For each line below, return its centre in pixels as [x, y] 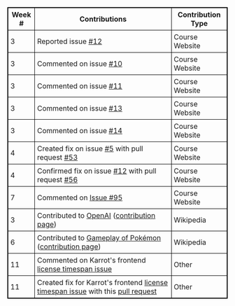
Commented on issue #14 [80, 131]
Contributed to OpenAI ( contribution [97, 215]
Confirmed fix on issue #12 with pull [97, 171]
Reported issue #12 [70, 41]
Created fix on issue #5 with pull [90, 148]
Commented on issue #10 [80, 64]
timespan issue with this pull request [97, 291]
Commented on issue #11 [80, 86]
